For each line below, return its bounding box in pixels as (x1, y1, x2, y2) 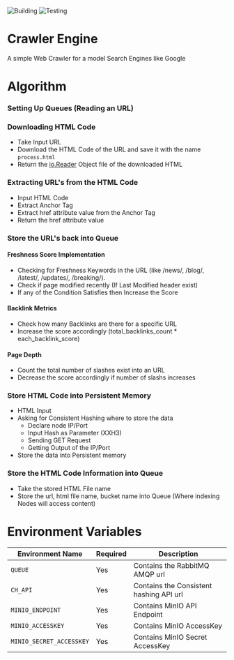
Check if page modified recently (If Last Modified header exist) (17, 280, 198, 289)
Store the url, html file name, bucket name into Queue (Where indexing (17, 492, 220, 500)
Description (158, 548, 198, 558)
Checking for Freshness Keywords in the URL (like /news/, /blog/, (17, 266, 204, 274)
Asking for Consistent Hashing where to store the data (17, 414, 173, 422)
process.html (17, 154, 56, 161)
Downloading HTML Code (7, 122, 96, 132)
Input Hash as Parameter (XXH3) (27, 429, 122, 437)
